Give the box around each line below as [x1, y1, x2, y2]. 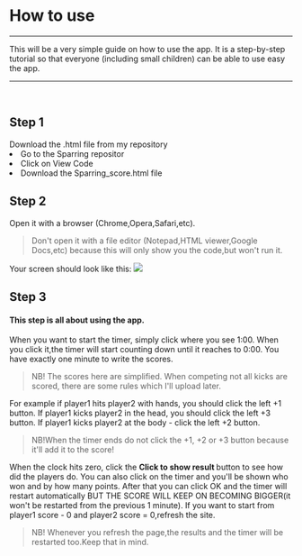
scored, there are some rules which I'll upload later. [31, 380, 222, 392]
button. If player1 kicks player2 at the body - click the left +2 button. [9, 417, 261, 428]
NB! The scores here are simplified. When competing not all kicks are [31, 371, 288, 382]
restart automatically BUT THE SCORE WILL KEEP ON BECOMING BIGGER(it [9, 490, 291, 501]
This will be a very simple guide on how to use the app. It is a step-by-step [9, 43, 286, 54]
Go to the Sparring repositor [21, 148, 125, 159]
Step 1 [9, 114, 45, 131]
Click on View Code [21, 158, 93, 169]
